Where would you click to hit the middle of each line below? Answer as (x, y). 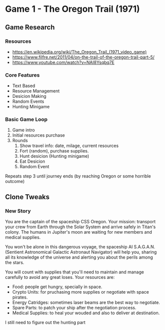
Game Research (30, 27)
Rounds (20, 141)
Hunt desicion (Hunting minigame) (54, 156)
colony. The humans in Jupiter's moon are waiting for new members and (79, 232)
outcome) (15, 181)
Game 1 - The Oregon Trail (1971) (73, 9)
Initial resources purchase (38, 135)
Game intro (24, 130)
